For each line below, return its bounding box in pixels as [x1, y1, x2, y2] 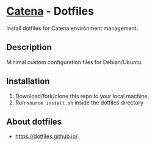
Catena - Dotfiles [6, 4, 95, 18]
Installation [6, 76, 50, 87]
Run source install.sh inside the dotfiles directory [15, 99, 144, 106]
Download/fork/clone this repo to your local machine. [15, 92, 150, 100]
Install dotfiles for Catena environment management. [6, 24, 139, 32]
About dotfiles [6, 116, 62, 126]
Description [6, 42, 52, 53]
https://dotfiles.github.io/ [15, 133, 78, 140]
